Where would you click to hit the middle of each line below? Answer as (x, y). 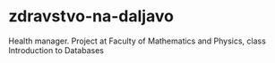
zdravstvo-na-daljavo (91, 16)
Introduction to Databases (56, 50)
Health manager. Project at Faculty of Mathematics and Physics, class (137, 41)
